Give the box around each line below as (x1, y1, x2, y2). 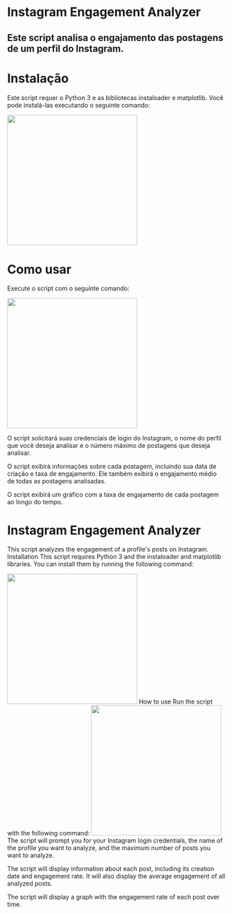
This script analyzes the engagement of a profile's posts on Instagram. (7, 545, 209, 554)
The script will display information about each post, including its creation (7, 865, 215, 873)
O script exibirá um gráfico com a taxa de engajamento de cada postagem (7, 490, 220, 499)
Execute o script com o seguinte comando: (7, 284, 130, 292)
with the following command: (7, 829, 90, 838)
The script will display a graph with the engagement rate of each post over (7, 893, 220, 901)
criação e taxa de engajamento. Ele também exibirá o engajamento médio (7, 470, 217, 478)
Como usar (7, 261, 72, 277)
